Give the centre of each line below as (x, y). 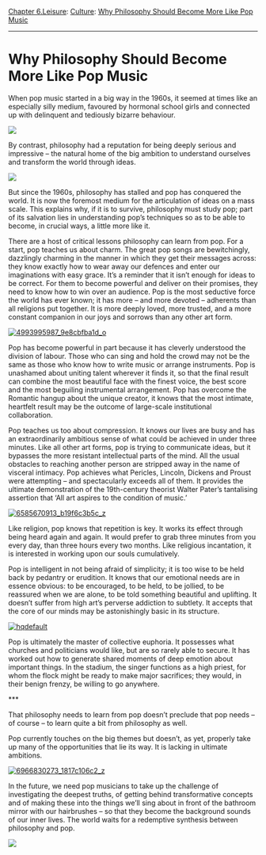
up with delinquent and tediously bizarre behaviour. (92, 115)
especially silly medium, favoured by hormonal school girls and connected (129, 106)
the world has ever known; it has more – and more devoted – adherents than (132, 300)
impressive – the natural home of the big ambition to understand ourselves (129, 153)
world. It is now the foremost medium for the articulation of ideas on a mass (131, 200)
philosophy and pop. (42, 828)
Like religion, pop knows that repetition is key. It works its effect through (126, 528)
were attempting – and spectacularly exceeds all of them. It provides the (126, 481)
